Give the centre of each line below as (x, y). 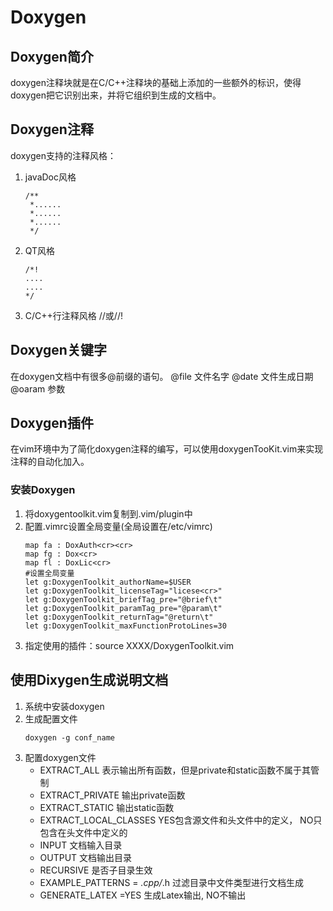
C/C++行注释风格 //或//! (73, 315)
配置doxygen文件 (60, 757)
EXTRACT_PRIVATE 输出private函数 (112, 795)
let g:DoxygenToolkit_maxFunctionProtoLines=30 (125, 626)
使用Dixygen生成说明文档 (89, 680)
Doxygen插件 (52, 423)
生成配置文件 (51, 718)
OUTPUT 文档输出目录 (86, 857)
